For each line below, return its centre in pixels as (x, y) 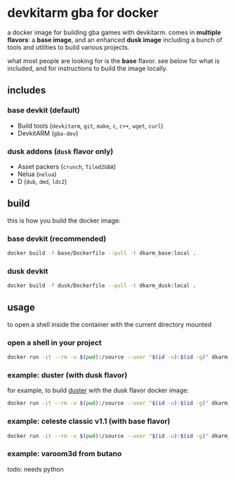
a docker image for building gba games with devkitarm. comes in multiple (114, 32)
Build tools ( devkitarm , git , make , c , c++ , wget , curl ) (90, 126)
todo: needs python (36, 469)
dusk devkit (28, 271)
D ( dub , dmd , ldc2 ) (42, 181)
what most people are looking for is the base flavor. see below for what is (113, 60)
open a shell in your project (54, 342)
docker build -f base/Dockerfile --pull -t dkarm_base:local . (102, 253)
